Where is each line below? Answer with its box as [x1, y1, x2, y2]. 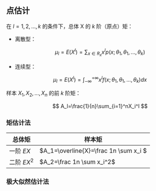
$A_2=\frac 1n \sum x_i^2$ [39, 158, 116, 166]
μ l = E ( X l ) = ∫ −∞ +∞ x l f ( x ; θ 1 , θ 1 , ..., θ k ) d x [53, 75, 147, 85]
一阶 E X [9, 147, 31, 155]
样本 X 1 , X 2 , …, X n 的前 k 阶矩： [6, 90, 82, 98]
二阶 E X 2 [9, 157, 34, 167]
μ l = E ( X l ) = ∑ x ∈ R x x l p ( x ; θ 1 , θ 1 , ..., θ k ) [54, 47, 146, 58]
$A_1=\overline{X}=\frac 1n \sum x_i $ [39, 147, 147, 155]
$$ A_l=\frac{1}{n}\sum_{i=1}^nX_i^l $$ [52, 102, 148, 109]
